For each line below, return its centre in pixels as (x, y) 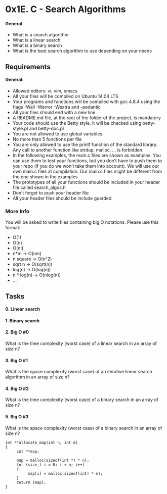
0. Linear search (23, 309)
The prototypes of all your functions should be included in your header (86, 182)
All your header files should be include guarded (62, 198)
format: (13, 228)
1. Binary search (22, 320)
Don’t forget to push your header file (51, 192)
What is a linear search (36, 40)
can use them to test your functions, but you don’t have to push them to (87, 161)
